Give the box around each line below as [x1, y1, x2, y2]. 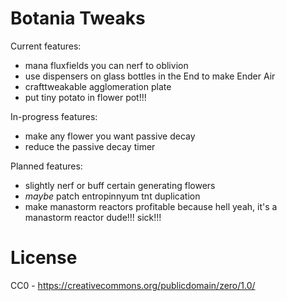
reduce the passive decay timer [24, 140, 156, 152]
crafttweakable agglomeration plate [24, 80, 172, 92]
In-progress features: [10, 110, 98, 122]
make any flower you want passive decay [24, 130, 196, 142]
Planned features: [10, 160, 83, 172]
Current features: [10, 40, 82, 52]
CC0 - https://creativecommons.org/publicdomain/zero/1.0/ [10, 279, 256, 291]
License [10, 247, 78, 269]
